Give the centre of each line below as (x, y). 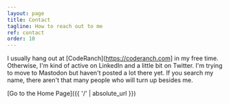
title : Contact (29, 20)
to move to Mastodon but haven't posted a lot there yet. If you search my (110, 73)
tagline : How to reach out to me (55, 26)
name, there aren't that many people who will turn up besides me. (100, 80)
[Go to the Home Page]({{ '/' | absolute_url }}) (72, 94)
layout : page (26, 13)
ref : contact (26, 32)
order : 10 (21, 39)
